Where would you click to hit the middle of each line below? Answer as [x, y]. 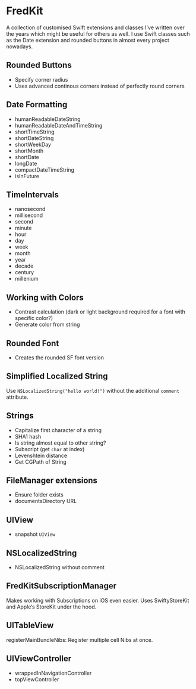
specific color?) [34, 318]
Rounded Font [33, 343]
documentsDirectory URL [46, 501]
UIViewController [39, 659]
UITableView [30, 626]
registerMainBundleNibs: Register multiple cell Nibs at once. [80, 640]
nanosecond [30, 209]
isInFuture [27, 176]
